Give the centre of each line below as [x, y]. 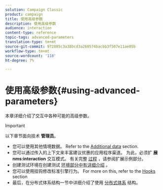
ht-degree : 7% [20, 60]
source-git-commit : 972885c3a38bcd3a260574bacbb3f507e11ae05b [70, 47]
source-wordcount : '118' [31, 56]
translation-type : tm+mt [31, 42]
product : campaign [24, 14]
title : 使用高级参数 [24, 19]
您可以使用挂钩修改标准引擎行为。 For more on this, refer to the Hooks [84, 171]
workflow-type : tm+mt [27, 51]
